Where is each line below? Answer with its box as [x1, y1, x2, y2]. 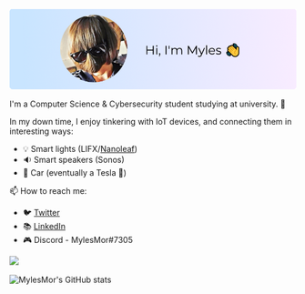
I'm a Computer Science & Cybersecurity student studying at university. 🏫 [9, 98, 286, 109]
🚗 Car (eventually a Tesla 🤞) [22, 167, 127, 177]
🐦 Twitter [22, 207, 61, 218]
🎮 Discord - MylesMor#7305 [22, 234, 134, 245]
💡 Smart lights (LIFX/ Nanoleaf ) [22, 143, 138, 154]
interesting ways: [9, 126, 75, 137]
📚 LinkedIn [22, 220, 66, 231]
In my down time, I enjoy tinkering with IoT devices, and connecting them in [9, 116, 292, 127]
